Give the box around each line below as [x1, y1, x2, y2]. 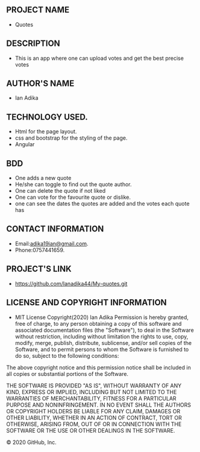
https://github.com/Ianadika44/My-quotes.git [14, 280, 128, 287]
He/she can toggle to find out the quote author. [14, 181, 132, 188]
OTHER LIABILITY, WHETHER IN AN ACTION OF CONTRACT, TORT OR [6, 414, 182, 421]
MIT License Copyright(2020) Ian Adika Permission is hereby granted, [14, 314, 189, 321]
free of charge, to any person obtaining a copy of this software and [14, 320, 182, 327]
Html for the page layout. [14, 128, 77, 135]
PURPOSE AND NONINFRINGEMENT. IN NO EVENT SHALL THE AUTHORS [6, 401, 192, 408]
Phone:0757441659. [14, 246, 65, 253]
